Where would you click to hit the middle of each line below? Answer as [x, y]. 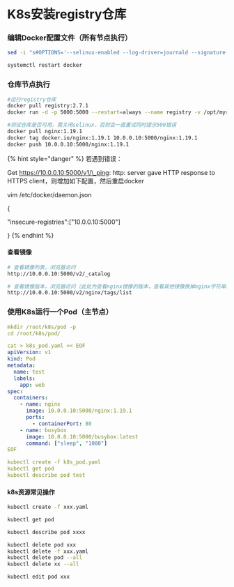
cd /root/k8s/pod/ [34, 333]
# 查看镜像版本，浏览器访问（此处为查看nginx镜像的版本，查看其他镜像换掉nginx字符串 [117, 287]
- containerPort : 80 [62, 424]
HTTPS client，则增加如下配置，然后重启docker [76, 181]
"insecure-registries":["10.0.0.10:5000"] [64, 222]
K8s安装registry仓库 [67, 14]
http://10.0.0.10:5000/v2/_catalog [59, 274]
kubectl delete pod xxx [42, 544]
